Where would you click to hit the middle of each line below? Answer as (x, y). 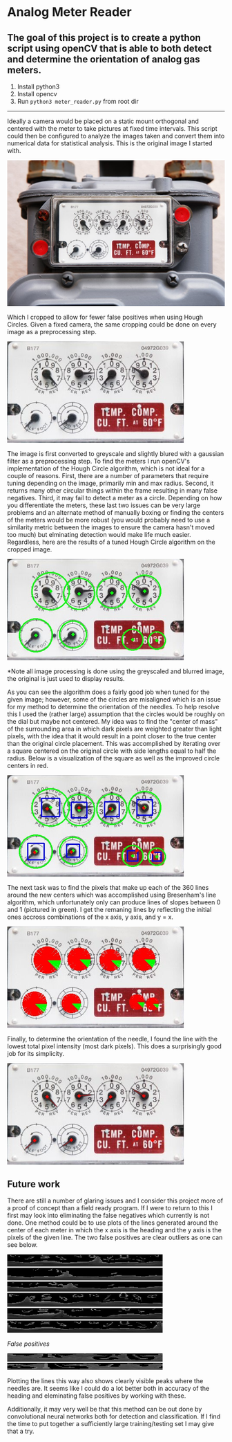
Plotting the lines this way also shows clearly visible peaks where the (105, 1381)
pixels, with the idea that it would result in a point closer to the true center (112, 736)
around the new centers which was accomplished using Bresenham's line (112, 895)
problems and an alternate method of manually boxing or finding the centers (116, 513)
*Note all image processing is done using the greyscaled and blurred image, (116, 671)
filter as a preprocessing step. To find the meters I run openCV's (98, 462)
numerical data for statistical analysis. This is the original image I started (110, 143)
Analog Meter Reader (70, 12)
